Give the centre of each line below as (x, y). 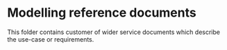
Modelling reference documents (102, 13)
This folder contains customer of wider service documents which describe (114, 32)
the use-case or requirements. (51, 39)
